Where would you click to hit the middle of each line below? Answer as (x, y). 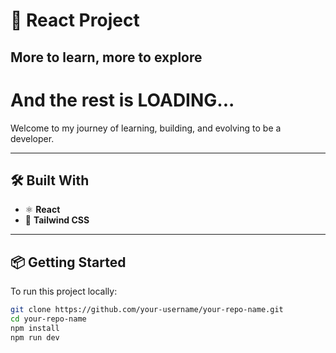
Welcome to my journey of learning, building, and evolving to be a (146, 128)
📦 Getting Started (68, 262)
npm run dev (35, 337)
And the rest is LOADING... (122, 100)
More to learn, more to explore (106, 57)
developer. (32, 138)
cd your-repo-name (48, 319)
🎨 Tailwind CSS (57, 220)
